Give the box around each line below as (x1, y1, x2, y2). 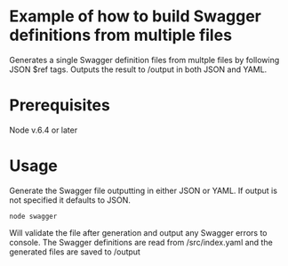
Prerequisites (9, 95, 111, 116)
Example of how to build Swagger (9, 6, 262, 27)
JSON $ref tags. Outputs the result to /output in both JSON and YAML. (9, 64, 268, 75)
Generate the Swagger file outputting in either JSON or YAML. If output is (9, 185, 278, 196)
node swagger (9, 212, 58, 221)
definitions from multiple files (9, 25, 233, 45)
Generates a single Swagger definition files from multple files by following (9, 54, 280, 65)
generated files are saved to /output (9, 246, 140, 257)
